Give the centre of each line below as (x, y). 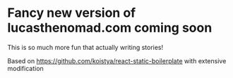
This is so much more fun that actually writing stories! (85, 47)
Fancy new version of (72, 13)
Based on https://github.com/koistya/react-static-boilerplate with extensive (117, 60)
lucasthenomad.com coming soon (110, 28)
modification (25, 68)
